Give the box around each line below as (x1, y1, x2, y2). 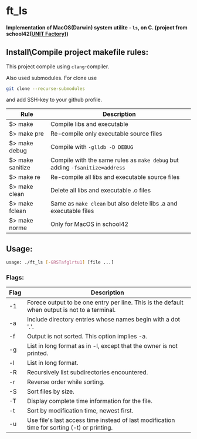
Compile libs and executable (50, 120, 129, 128)
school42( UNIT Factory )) (6, 30, 69, 37)
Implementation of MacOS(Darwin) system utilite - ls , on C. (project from (6, 24, 188, 31)
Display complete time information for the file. (27, 397, 152, 405)
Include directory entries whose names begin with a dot (27, 315, 181, 324)
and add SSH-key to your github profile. (6, 96, 103, 104)
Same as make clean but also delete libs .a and (50, 199, 178, 208)
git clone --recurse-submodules (6, 85, 85, 92)
